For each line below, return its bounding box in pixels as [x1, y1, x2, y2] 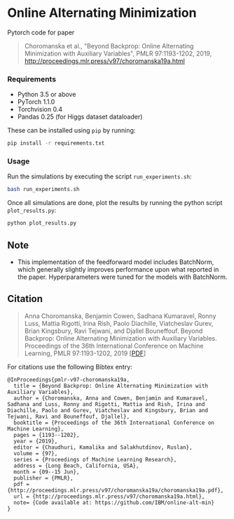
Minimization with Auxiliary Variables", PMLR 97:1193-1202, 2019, [24, 49, 212, 58]
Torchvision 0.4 [17, 105, 63, 114]
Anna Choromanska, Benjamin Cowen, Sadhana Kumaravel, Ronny [24, 311, 216, 320]
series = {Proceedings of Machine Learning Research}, [13, 456, 177, 463]
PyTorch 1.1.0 [17, 98, 55, 106]
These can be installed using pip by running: [7, 126, 136, 135]
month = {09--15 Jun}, [13, 468, 80, 475]
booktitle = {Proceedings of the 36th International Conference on [13, 419, 215, 426]
